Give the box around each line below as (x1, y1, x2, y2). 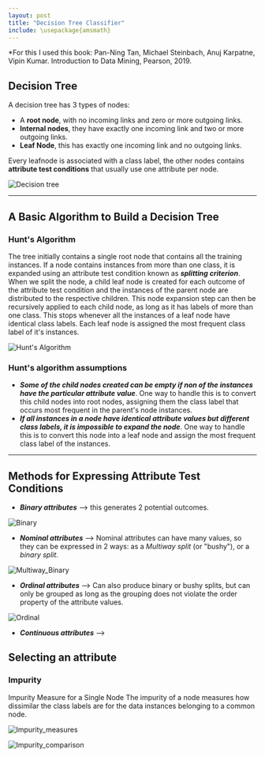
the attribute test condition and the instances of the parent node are (8, 285, 229, 295)
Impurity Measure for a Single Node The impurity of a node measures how (8, 692, 250, 702)
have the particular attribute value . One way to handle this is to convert (19, 389, 256, 398)
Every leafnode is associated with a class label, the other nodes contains (8, 156, 244, 166)
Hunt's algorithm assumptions (8, 362, 128, 373)
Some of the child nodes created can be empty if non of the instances (19, 380, 254, 390)
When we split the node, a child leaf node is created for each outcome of (8, 277, 245, 286)
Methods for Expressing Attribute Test (8, 469, 201, 483)
